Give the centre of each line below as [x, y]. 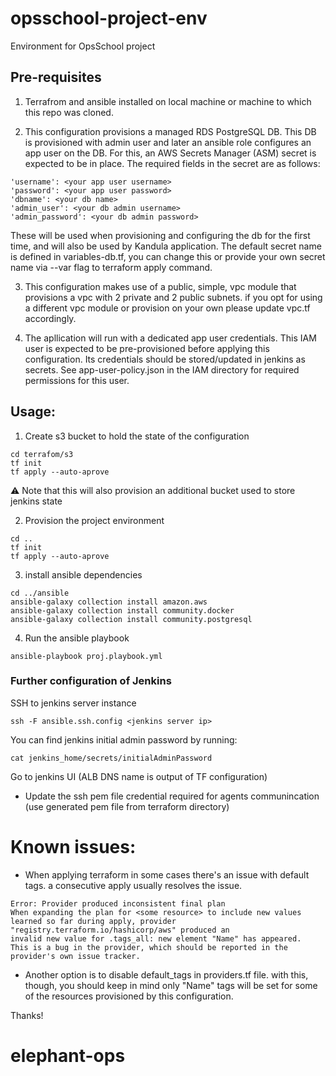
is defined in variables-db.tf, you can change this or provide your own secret [168, 256]
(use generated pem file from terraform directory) [127, 806]
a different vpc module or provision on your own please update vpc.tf [167, 308]
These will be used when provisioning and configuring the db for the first [160, 235]
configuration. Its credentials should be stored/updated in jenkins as [165, 359]
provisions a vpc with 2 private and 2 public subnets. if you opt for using [173, 297]
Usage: [33, 412]
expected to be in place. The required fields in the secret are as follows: [172, 163]
